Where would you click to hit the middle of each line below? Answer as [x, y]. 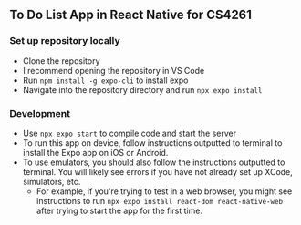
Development [40, 113]
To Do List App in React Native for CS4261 [131, 15]
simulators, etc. [52, 181]
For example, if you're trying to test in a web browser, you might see [164, 191]
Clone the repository [61, 61]
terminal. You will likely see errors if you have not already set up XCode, [158, 171]
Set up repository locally [65, 41]
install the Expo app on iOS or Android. [95, 152]
